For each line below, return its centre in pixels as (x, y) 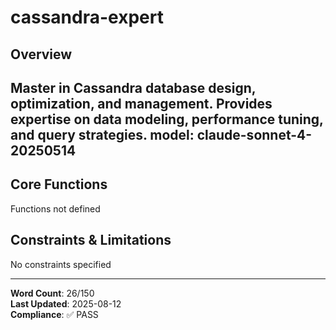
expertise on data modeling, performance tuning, (167, 119)
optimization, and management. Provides (141, 103)
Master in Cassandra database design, (133, 87)
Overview (41, 54)
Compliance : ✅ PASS (54, 314)
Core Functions (59, 184)
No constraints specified (61, 264)
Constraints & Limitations (91, 240)
